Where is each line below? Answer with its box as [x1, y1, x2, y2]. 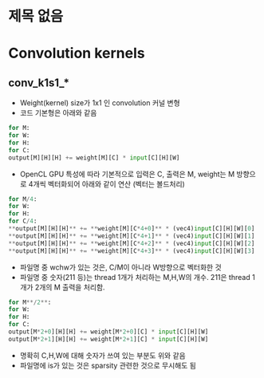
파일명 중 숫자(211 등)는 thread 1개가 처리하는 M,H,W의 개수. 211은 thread [19, 272, 250, 282]
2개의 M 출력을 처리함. [34, 282, 105, 292]
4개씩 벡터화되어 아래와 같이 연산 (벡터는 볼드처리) [28, 179, 185, 188]
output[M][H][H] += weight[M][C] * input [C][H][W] [8, 153, 180, 162]
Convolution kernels [8, 45, 145, 62]
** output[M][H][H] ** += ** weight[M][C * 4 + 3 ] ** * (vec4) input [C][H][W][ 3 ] [8, 246, 255, 255]
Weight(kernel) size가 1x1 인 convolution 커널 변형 [19, 98, 181, 108]
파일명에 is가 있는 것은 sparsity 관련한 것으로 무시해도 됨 [19, 360, 197, 370]
